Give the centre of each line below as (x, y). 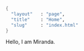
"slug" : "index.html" (45, 25)
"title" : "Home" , (38, 20)
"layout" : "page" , (38, 14)
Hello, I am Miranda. (30, 42)
